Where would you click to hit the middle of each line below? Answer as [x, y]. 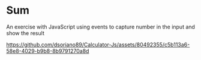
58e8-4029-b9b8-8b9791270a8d [48, 50]
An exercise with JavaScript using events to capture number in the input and [100, 27]
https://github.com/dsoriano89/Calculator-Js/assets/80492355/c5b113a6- [98, 45]
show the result [25, 33]
